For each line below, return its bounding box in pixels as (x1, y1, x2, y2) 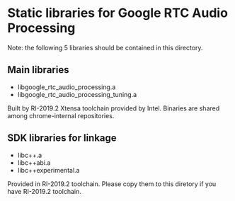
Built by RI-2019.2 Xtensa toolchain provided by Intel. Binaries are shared (7, 104, 220, 113)
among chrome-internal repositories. (7, 111, 115, 120)
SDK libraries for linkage (7, 132, 117, 144)
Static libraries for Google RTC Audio (7, 5, 229, 21)
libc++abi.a (17, 158, 51, 167)
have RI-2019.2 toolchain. (7, 187, 81, 195)
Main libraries (7, 64, 69, 76)
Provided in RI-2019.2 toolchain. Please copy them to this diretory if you (7, 179, 217, 188)
